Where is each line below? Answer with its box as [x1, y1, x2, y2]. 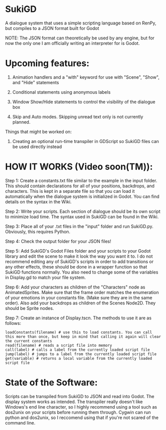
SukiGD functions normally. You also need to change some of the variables [5, 269, 159, 275]
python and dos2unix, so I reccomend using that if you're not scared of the [5, 415, 159, 421]
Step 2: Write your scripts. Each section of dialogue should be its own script [5, 208, 161, 214]
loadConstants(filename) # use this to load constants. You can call [5, 330, 153, 335]
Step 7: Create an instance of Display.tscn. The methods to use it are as [5, 315, 152, 321]
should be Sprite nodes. [5, 305, 54, 311]
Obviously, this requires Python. [5, 228, 71, 235]
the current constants [5, 338, 52, 343]
